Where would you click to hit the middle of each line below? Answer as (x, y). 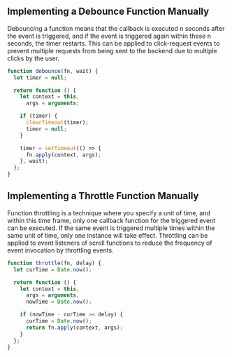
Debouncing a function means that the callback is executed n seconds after (116, 28)
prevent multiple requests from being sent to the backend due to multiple (113, 50)
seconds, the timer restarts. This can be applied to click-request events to (114, 43)
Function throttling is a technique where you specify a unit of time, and (109, 213)
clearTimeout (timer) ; (57, 123)
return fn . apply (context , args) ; (74, 328)
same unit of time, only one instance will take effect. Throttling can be (108, 235)
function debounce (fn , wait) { (53, 71)
